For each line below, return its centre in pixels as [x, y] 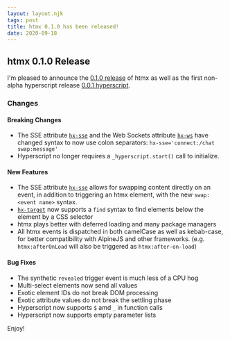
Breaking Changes [34, 119]
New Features [28, 172]
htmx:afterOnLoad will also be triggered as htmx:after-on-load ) [107, 247]
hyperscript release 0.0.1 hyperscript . [77, 85]
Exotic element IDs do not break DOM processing [88, 292]
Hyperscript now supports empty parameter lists [87, 315]
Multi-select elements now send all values [77, 285]
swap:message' [37, 149]
